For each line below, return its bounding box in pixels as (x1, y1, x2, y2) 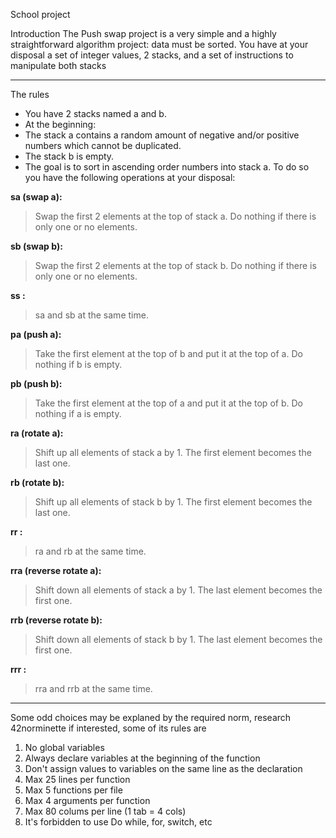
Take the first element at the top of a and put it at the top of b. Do (34, 397, 303, 409)
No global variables (24, 742, 105, 753)
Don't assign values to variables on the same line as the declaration (24, 763, 303, 774)
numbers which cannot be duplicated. (24, 140, 182, 151)
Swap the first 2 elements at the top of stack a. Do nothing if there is (34, 210, 317, 222)
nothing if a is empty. (34, 408, 122, 419)
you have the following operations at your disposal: (24, 172, 236, 183)
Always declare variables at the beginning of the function (24, 752, 261, 764)
